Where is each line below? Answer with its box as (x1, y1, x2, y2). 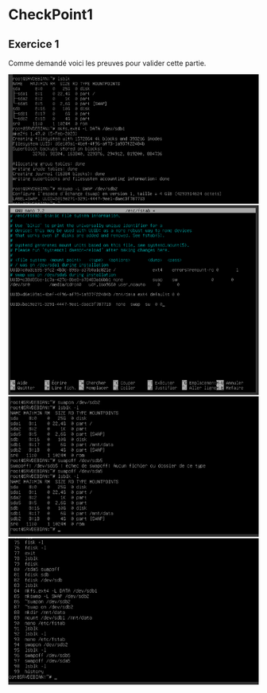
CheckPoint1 (8, 6, 93, 24)
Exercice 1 (8, 37, 60, 51)
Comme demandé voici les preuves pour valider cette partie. (8, 58, 207, 68)
